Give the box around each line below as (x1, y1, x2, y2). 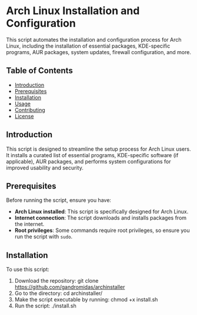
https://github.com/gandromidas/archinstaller (14, 284, 125, 291)
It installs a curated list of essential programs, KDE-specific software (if (6, 151, 179, 158)
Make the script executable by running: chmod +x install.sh (14, 296, 158, 303)
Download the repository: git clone (14, 277, 99, 284)
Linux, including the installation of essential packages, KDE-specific (6, 42, 171, 49)
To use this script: (6, 266, 49, 273)
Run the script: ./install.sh (14, 302, 76, 310)
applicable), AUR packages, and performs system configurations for (6, 158, 171, 165)
